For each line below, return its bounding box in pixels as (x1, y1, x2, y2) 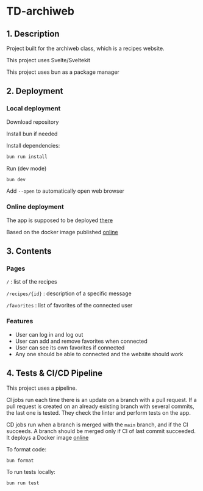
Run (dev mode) (6, 165, 47, 172)
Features (6, 317, 34, 326)
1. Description (6, 29, 60, 39)
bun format (6, 457, 34, 464)
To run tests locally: (6, 468, 56, 476)
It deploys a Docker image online (6, 434, 89, 441)
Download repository (6, 118, 59, 126)
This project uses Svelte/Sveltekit (6, 57, 90, 63)
